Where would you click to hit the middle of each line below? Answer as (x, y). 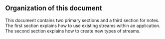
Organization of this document (54, 8)
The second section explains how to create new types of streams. (73, 31)
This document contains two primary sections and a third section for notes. (82, 20)
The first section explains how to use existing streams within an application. (83, 25)
